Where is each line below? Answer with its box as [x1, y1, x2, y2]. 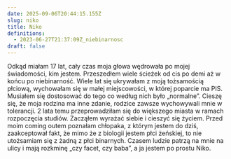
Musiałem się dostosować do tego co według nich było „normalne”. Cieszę [7, 92, 223, 100]
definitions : [7, 29, 45, 37]
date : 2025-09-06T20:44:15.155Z [7, 10, 101, 18]
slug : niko [7, 17, 39, 24]
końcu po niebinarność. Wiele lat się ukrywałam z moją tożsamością [7, 77, 204, 85]
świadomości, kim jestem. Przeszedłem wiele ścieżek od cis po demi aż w [7, 69, 221, 78]
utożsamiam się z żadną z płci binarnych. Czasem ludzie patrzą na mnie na [7, 137, 224, 144]
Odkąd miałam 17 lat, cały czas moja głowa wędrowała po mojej [7, 62, 190, 70]
